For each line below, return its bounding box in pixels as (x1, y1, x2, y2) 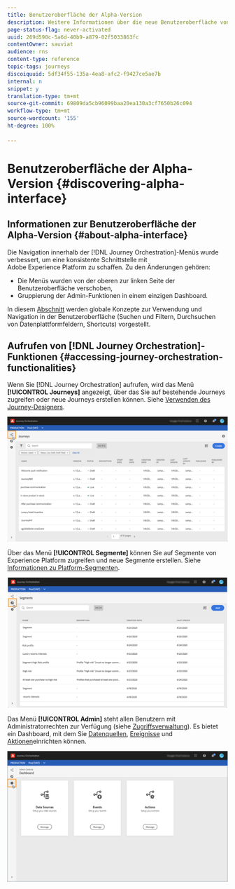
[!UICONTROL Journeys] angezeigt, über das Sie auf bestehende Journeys (7, 388, 226, 396)
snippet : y (7, 85, 39, 93)
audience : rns (7, 48, 49, 55)
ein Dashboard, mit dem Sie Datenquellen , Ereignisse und (7, 729, 173, 738)
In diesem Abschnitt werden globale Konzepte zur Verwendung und (7, 305, 202, 313)
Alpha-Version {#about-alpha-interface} (7, 229, 189, 241)
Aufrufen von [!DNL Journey (7, 340, 134, 352)
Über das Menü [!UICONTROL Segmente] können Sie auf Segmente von (7, 548, 217, 557)
